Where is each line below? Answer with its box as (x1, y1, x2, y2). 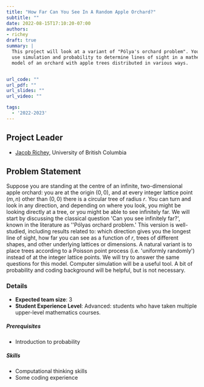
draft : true (6, 37, 36, 43)
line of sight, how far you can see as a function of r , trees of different (6, 234, 179, 241)
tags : (6, 104, 20, 110)
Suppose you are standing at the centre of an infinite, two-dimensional (6, 182, 183, 190)
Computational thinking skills (15, 367, 87, 375)
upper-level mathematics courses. (15, 308, 101, 316)
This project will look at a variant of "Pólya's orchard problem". (12, 49, 189, 55)
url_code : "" (6, 76, 39, 82)
